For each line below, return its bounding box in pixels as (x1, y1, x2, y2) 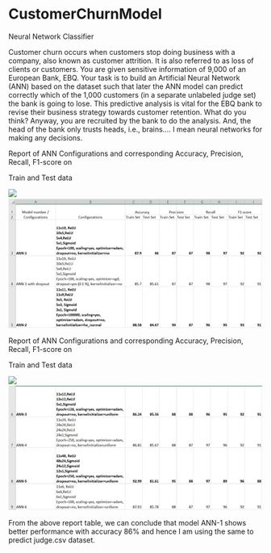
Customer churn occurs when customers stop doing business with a (8, 47, 236, 57)
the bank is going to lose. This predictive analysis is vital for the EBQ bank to (8, 98, 262, 108)
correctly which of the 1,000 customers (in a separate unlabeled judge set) (8, 90, 256, 99)
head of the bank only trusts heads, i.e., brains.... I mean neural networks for (8, 124, 263, 134)
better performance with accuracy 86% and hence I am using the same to (8, 526, 254, 536)
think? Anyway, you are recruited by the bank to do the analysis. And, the (8, 115, 252, 125)
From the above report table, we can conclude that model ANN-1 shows (8, 517, 247, 527)
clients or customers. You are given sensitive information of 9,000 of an (8, 64, 247, 73)
